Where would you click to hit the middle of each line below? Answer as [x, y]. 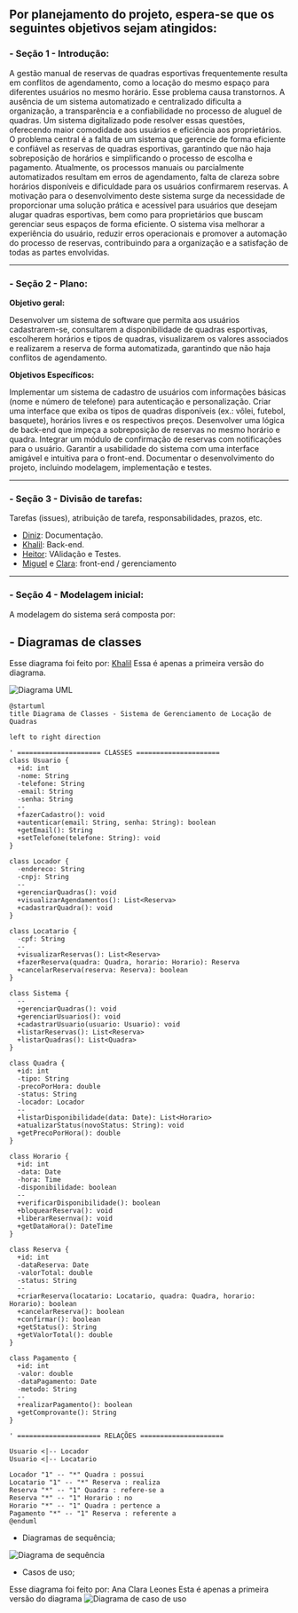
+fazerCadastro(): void [61, 815]
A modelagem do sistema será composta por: [92, 614]
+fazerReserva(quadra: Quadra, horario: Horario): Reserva [129, 963]
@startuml [27, 706]
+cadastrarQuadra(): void [65, 909]
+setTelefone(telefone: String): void [89, 838]
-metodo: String [47, 1389]
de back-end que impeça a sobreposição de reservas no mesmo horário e [145, 429]
